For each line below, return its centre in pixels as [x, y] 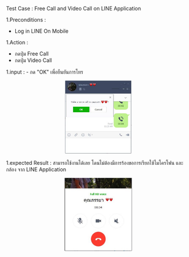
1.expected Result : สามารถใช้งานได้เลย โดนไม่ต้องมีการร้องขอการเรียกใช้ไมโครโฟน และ [95, 163]
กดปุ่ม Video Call [33, 60]
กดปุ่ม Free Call [31, 54]
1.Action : [17, 42]
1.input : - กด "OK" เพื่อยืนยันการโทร [45, 72]
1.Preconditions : [26, 20]
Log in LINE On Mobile [42, 31]
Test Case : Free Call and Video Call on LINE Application [74, 8]
